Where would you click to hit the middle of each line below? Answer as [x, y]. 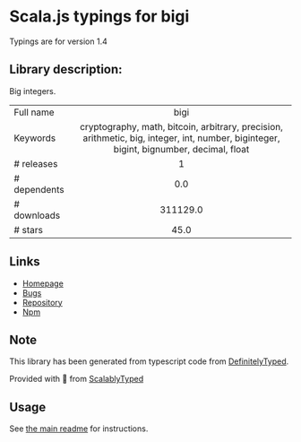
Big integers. [33, 91]
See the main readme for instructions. [79, 429]
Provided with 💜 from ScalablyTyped [77, 379]
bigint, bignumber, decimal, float [181, 149]
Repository [42, 302]
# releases [36, 163]
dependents [39, 189]
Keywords [35, 138]
